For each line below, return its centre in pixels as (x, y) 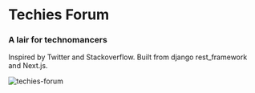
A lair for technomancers (58, 40)
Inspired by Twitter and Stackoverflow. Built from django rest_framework (128, 57)
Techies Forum (59, 15)
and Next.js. (28, 66)
